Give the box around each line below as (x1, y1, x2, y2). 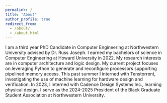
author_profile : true (5, 16, 51, 21)
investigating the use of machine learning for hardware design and (5, 76, 143, 82)
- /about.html (10, 30, 39, 35)
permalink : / (5, 7, 33, 12)
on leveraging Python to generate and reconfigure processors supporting (5, 65, 157, 71)
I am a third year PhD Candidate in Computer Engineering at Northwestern (5, 44, 159, 50)
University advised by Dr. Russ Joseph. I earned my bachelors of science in (5, 49, 162, 55)
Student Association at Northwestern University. (5, 92, 105, 98)
